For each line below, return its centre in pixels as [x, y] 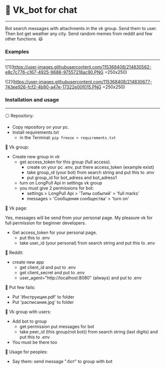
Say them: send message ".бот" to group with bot [62, 361]
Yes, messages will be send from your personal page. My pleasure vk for [79, 218]
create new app [28, 262]
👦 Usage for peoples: [27, 352]
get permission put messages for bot [57, 326]
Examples [17, 51]
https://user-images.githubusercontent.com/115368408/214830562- [82, 67]
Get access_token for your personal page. [55, 232]
